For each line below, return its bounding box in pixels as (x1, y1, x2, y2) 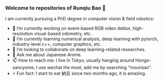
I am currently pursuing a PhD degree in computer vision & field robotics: (5, 16, 155, 22)
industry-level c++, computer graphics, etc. (12, 41, 102, 47)
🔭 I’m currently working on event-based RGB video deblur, (12, 25, 132, 31)
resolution (12, 31, 33, 37)
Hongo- (135, 57, 152, 64)
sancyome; (12, 65, 35, 71)
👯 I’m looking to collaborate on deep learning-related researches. (12, 47, 146, 53)
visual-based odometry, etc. (34, 31, 92, 37)
